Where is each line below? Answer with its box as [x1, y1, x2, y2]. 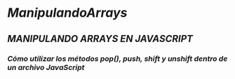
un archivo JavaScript [7, 62, 85, 72]
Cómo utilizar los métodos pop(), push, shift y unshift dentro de [7, 54, 228, 64]
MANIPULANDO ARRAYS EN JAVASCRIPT [7, 33, 194, 45]
